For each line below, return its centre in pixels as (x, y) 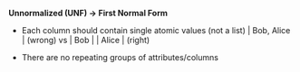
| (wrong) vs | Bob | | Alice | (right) (86, 40)
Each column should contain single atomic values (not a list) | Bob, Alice (156, 30)
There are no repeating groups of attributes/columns (120, 57)
